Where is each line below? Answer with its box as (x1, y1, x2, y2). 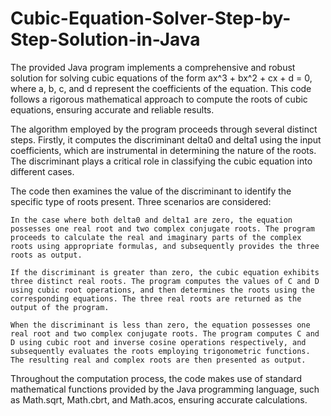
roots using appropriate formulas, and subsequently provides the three (10, 241, 320, 251)
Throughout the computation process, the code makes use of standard (10, 372, 303, 384)
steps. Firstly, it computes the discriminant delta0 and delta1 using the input (10, 133, 322, 146)
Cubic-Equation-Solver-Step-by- (10, 7, 292, 30)
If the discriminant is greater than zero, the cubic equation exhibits (10, 267, 320, 277)
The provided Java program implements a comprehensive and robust (10, 61, 296, 73)
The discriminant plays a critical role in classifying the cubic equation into (10, 155, 313, 167)
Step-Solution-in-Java (10, 28, 201, 51)
